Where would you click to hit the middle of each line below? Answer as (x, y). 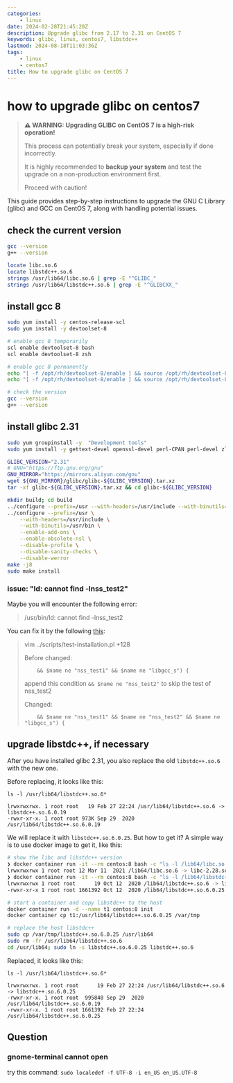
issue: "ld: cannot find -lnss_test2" (68, 589)
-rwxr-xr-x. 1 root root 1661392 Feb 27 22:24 (76, 1010)
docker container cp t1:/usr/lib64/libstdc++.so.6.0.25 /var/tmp (103, 916)
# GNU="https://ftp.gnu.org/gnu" (55, 468)
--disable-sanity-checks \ (59, 552)
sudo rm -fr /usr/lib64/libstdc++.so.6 (65, 941)
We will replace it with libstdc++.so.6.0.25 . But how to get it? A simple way (115, 838)
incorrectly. (40, 153)
